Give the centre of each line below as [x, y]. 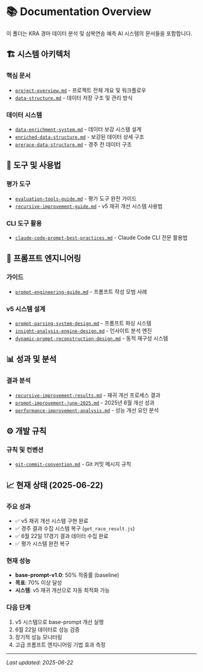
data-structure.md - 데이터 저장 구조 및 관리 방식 [74, 98]
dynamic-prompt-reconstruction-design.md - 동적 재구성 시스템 [92, 338]
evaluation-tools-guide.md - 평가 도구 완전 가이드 [76, 198]
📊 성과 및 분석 [31, 359]
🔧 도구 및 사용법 [34, 165]
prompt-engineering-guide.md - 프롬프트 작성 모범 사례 [81, 291]
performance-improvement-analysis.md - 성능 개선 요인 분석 [87, 410]
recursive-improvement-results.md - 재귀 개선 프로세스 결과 [88, 395]
